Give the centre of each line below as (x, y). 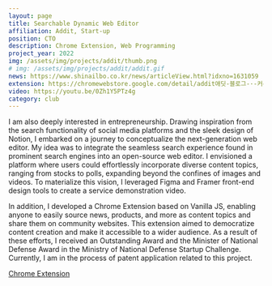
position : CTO (32, 38)
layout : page (30, 16)
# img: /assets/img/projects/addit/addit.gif (86, 69)
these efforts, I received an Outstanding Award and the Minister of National (133, 241)
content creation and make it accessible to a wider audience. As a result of (133, 233)
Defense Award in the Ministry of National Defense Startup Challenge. (125, 250)
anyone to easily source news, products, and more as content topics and (130, 215)
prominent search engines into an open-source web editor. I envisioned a (130, 156)
